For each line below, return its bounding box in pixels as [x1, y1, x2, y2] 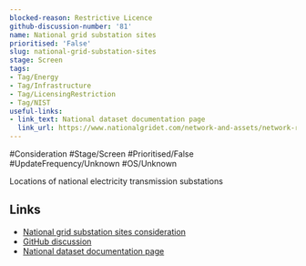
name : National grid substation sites [9, 30, 157, 39]
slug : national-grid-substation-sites [9, 47, 157, 56]
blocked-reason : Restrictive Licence [9, 13, 153, 23]
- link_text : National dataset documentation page [9, 115, 206, 124]
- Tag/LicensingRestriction [9, 89, 117, 98]
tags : [9, 65, 30, 74]
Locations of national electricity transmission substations [9, 176, 223, 187]
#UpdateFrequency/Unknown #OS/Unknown [9, 159, 178, 169]
